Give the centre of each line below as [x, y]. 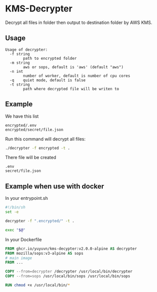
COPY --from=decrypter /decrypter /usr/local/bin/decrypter [69, 272]
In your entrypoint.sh [27, 198]
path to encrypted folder [50, 58]
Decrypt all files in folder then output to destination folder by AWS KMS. [79, 22]
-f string [20, 54]
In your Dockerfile [24, 239]
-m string [20, 63]
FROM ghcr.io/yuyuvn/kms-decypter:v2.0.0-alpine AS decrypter [71, 249]
